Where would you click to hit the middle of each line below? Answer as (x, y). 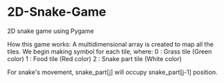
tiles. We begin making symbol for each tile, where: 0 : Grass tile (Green (110, 51)
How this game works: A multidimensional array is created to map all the (110, 44)
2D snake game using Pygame (51, 31)
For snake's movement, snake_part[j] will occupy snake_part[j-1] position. (112, 72)
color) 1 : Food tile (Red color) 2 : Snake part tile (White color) (95, 58)
